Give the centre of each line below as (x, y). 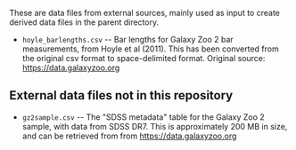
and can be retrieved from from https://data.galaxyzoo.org (129, 136)
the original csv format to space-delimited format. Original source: (144, 58)
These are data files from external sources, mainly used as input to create (145, 13)
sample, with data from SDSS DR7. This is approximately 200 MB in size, (155, 126)
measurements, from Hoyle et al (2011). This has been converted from (150, 49)
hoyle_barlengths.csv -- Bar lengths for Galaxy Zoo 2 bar (127, 39)
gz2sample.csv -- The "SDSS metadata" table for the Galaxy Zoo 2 (143, 117)
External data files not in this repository (121, 95)
